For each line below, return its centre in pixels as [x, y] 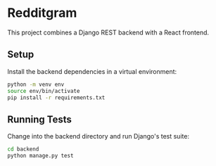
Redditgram [42, 13]
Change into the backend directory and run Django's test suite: [99, 136]
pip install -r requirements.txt [56, 97]
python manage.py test [40, 156]
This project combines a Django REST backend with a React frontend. [108, 32]
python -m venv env [36, 84]
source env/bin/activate [44, 91]
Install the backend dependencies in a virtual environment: [92, 71]
